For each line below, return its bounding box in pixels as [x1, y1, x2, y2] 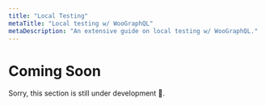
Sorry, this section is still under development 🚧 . [8, 88, 166, 98]
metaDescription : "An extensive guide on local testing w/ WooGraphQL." [8, 27, 259, 35]
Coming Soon [8, 61, 101, 80]
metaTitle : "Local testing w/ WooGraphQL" [8, 19, 154, 28]
